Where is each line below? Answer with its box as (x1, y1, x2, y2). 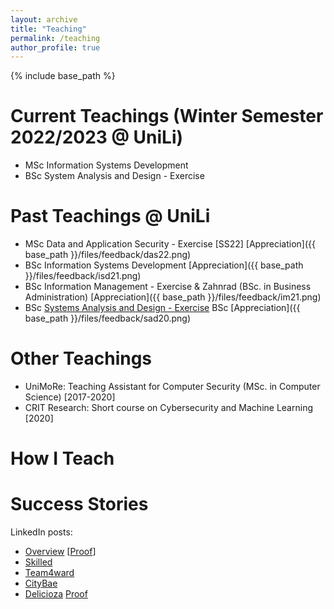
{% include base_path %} (10, 70, 116, 82)
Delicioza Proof (24, 588, 88, 600)
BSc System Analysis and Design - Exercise (24, 170, 205, 182)
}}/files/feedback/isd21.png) (24, 270, 142, 282)
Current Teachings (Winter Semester (10, 105, 324, 128)
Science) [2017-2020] (24, 391, 116, 403)
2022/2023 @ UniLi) (10, 126, 184, 149)
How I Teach (10, 447, 115, 470)
